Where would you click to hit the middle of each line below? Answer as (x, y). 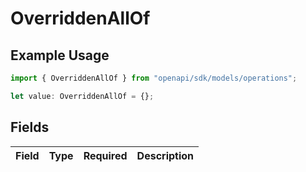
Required (105, 155)
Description (165, 155)
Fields (30, 127)
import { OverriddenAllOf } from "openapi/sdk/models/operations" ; (154, 78)
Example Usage (60, 55)
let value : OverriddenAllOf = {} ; (82, 96)
